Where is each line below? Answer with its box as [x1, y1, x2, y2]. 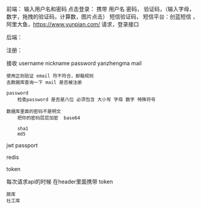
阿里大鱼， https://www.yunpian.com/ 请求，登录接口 [6, 21, 139, 28]
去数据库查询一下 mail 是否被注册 [6, 79, 82, 86]
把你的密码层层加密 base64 [17, 115, 81, 121]
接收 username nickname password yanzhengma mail [6, 60, 142, 67]
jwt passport [6, 142, 38, 148]
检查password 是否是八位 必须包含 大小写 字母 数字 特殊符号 [17, 97, 156, 103]
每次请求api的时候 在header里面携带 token [6, 178, 113, 185]
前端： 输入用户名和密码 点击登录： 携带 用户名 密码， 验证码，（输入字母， [6, 5, 195, 12]
